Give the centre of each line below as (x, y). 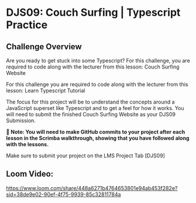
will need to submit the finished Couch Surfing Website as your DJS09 (91, 114)
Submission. (21, 121)
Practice (27, 25)
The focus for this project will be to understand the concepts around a (90, 102)
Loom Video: (30, 174)
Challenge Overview (44, 47)
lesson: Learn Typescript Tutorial (46, 90)
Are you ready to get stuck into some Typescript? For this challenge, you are (98, 61)
